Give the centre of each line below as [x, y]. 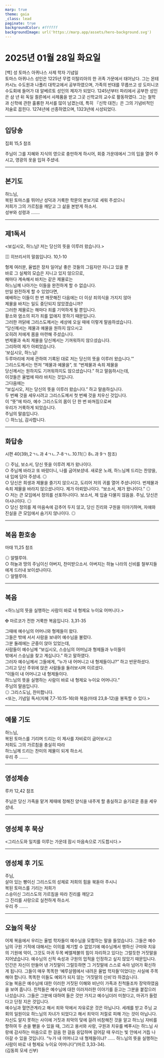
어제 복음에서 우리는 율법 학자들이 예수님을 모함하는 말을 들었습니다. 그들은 [76, 940]
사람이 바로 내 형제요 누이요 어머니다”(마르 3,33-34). [55, 1044]
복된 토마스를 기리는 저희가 [31, 888]
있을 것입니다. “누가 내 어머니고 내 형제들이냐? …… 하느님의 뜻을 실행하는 [89, 1038]
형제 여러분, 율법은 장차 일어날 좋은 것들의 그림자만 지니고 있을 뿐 [67, 267]
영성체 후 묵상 [24, 829]
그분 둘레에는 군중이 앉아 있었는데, [38, 643]
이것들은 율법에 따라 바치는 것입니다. [40, 377]
